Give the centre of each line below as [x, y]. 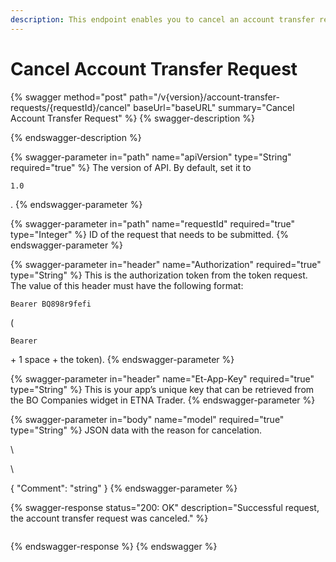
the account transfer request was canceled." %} [109, 518]
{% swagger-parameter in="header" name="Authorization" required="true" [166, 264]
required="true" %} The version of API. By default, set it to [131, 167]
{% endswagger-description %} [76, 137]
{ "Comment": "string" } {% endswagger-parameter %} [124, 488]
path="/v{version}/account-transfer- [204, 97]
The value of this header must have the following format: [127, 285]
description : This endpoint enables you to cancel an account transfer [162, 19]
